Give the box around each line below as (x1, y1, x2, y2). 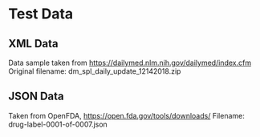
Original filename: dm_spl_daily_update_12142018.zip (8, 66, 181, 76)
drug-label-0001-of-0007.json (8, 119, 108, 129)
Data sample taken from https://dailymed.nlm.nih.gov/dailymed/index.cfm (8, 58, 251, 67)
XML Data (8, 37, 59, 50)
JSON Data (8, 90, 64, 103)
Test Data (8, 5, 74, 23)
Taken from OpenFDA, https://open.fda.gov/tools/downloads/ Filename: (8, 111, 245, 120)
